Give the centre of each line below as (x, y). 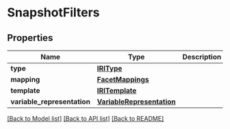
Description (202, 57)
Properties (30, 38)
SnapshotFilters (54, 13)
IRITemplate (117, 90)
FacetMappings (123, 80)
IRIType (110, 68)
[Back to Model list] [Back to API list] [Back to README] (86, 118)
